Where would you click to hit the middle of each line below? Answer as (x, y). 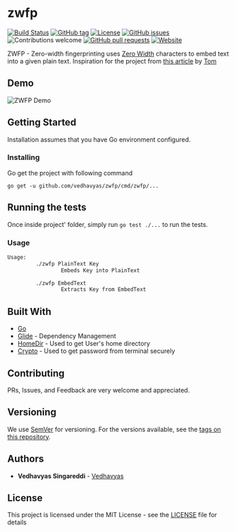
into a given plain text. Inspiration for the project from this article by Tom (112, 61)
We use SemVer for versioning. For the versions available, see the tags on (114, 429)
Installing (24, 158)
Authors (26, 459)
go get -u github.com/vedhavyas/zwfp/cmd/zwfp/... (83, 186)
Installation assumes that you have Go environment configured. (99, 140)
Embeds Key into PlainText (100, 270)
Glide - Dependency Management (67, 336)
